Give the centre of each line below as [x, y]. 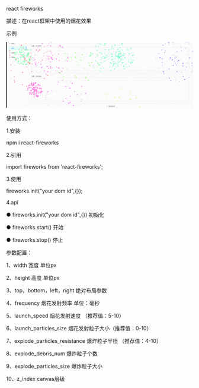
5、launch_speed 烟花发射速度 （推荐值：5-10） [65, 316]
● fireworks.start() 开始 [35, 228]
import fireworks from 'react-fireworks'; [55, 167]
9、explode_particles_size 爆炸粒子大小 [54, 366]
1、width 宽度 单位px [31, 265]
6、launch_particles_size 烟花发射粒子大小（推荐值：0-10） [79, 329]
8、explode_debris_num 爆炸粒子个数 [52, 354]
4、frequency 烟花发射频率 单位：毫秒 [53, 303]
